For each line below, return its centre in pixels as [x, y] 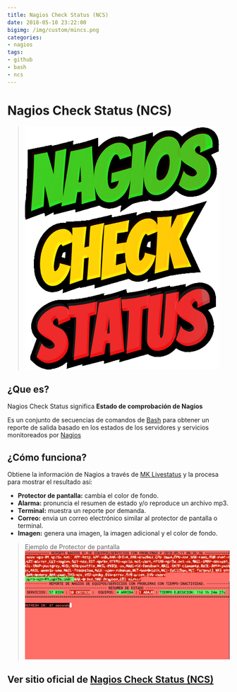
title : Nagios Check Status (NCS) [58, 15]
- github [20, 60]
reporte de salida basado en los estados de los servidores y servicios [108, 427]
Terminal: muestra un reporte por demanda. [82, 511]
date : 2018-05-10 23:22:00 [47, 22]
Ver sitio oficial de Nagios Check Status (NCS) [110, 679]
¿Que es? [28, 389]
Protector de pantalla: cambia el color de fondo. [88, 496]
